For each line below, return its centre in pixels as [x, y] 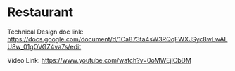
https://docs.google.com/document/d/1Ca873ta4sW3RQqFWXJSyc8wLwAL [118, 39]
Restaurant [40, 12]
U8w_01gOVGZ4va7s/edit [44, 46]
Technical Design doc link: [45, 32]
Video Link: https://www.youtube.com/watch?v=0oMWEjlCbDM [100, 60]
